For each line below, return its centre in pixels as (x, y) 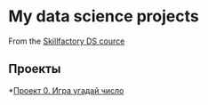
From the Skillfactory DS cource (67, 41)
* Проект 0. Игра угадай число (66, 90)
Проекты (35, 69)
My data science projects (104, 16)
